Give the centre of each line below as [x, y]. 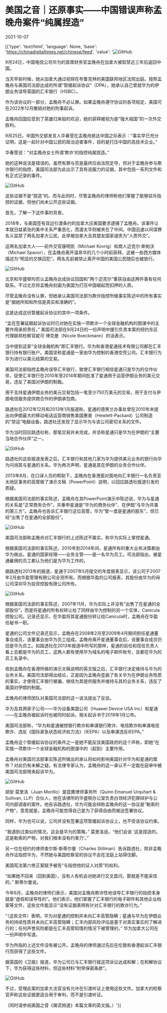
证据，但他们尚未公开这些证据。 [46, 202]
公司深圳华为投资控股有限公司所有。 [42, 583]
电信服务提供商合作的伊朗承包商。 [44, 398]
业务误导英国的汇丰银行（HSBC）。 [45, 91]
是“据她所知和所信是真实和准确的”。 [42, 302]
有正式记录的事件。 [25, 175]
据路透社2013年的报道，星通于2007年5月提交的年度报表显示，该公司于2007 [83, 571]
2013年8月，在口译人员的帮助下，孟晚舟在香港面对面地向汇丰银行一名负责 [81, 475]
